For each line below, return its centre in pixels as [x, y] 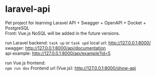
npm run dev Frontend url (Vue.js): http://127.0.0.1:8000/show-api [71, 68]
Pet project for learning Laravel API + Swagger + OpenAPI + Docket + [76, 23]
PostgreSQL [17, 28]
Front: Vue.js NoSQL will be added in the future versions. [63, 33]
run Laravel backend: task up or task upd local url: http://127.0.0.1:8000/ [78, 42]
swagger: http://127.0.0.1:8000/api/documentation [55, 48]
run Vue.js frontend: [25, 63]
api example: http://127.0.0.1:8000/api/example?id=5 [58, 53]
